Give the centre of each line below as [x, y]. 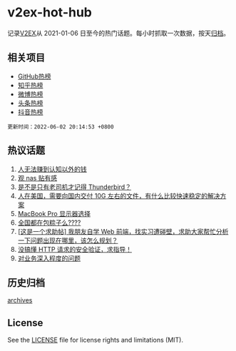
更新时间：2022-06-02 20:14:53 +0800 [61, 127]
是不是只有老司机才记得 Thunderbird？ [75, 187]
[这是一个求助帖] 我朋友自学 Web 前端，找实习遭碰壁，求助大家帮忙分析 [123, 231]
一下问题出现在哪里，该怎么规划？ [68, 240]
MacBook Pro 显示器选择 [54, 213]
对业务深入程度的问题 [49, 258]
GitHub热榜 [34, 76]
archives [20, 300]
